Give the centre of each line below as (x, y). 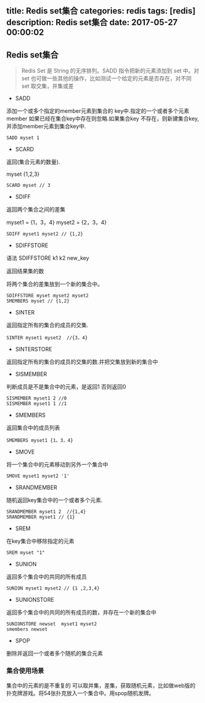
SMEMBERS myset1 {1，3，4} (40, 441)
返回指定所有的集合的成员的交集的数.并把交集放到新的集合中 (82, 362)
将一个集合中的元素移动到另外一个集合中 (57, 465)
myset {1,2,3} (23, 174)
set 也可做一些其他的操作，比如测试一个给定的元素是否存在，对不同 (106, 78)
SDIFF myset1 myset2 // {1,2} (45, 234)
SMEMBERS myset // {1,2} (38, 301)
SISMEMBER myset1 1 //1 (37, 404)
